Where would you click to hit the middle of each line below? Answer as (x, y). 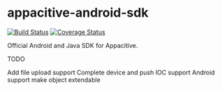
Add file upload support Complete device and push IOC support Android (111, 72)
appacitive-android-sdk (78, 13)
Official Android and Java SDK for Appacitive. (73, 45)
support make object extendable (54, 80)
